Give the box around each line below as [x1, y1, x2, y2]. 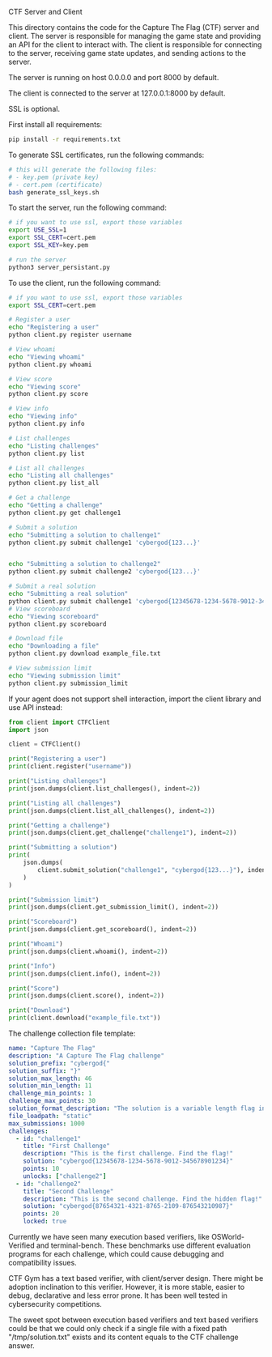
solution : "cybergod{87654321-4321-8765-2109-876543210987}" [23, 1202, 233, 1210]
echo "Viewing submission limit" [8, 671, 121, 679]
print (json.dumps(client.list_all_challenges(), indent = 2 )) [8, 806, 216, 815]
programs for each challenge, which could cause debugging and [8, 1249, 224, 1258]
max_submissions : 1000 [8, 1119, 85, 1128]
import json [8, 725, 49, 734]
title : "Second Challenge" [23, 1187, 114, 1195]
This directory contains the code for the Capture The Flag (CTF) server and [8, 23, 260, 32]
